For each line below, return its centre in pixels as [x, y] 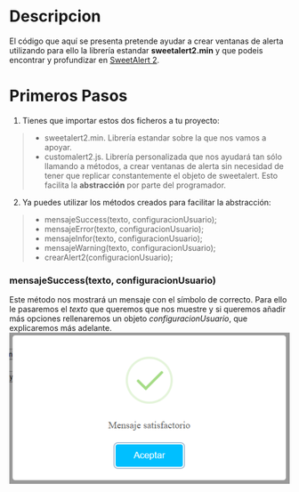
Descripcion [55, 16]
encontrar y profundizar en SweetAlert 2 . [85, 60]
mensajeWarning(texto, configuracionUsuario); [130, 247]
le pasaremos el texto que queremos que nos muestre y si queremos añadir [148, 310]
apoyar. [58, 147]
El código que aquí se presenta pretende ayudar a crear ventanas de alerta [146, 41]
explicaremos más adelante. [61, 328]
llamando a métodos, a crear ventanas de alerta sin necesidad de [164, 165]
